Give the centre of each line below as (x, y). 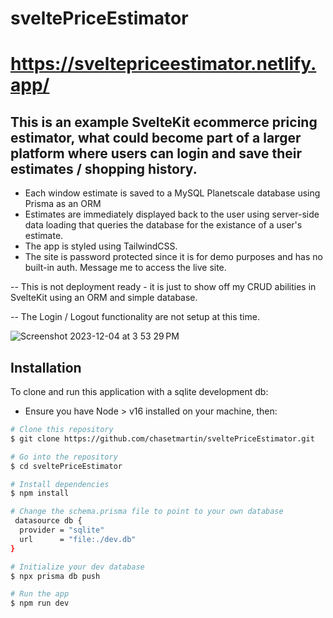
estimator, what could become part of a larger (156, 137)
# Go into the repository (64, 457)
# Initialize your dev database (77, 567)
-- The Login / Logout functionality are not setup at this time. (135, 317)
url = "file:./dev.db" (78, 539)
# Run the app (40, 594)
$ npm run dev (40, 603)
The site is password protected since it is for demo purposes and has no (173, 257)
